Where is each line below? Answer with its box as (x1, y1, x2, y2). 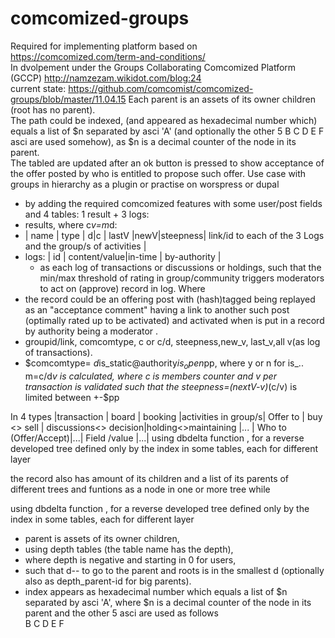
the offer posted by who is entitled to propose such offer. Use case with (10, 167, 307, 179)
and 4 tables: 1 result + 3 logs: (24, 208, 150, 220)
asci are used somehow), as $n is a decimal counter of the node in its (10, 135, 297, 147)
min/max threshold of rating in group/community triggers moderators (39, 272, 325, 284)
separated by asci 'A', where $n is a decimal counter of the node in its (24, 596, 312, 608)
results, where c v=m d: (24, 218, 118, 231)
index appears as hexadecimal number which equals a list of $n (24, 585, 288, 597)
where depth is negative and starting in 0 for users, (24, 553, 237, 566)
